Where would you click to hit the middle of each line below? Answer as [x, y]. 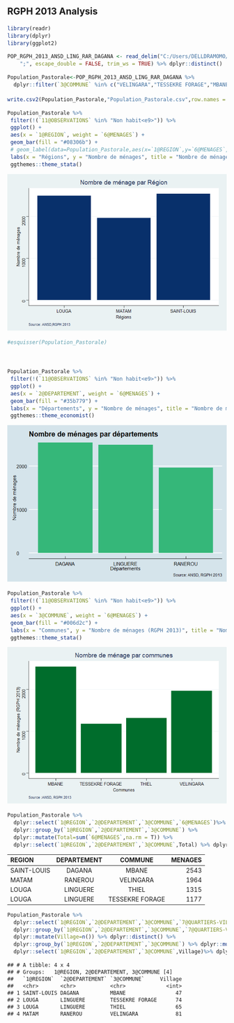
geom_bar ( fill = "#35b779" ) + [54, 401]
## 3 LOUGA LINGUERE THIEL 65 [95, 1007]
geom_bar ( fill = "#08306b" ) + [54, 142]
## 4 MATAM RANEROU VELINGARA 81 [95, 1014]
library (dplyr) [29, 36]
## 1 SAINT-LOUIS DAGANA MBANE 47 [95, 993]
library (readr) [29, 28]
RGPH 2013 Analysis [53, 12]
